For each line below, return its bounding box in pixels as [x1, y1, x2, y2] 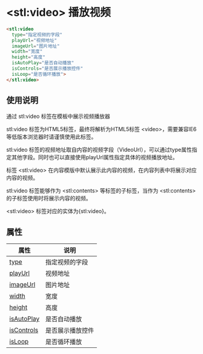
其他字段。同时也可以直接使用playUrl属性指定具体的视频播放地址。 [11, 153, 178, 161]
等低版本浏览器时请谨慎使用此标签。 [6, 133, 97, 140]
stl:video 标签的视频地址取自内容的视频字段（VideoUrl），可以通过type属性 [6, 146, 192, 153]
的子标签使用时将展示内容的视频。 [6, 194, 92, 202]
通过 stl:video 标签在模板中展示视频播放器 [6, 112, 110, 120]
